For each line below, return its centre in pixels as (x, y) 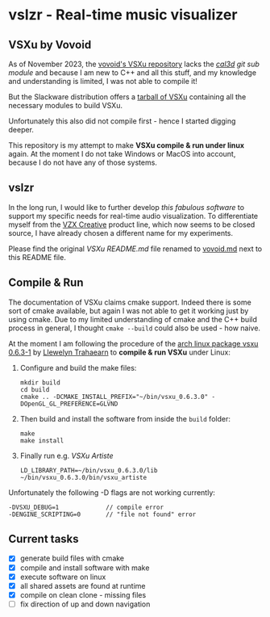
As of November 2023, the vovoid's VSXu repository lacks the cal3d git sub (134, 64)
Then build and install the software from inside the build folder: (125, 418)
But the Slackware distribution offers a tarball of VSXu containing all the (127, 97)
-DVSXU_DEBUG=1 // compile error (86, 507)
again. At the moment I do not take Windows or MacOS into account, (122, 154)
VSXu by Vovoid (50, 45)
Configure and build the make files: (78, 367)
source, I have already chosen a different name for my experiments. (121, 233)
